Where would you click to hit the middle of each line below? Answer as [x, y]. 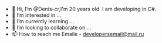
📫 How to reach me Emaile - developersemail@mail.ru [78, 34]
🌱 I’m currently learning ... [43, 21]
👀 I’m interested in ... [36, 15]
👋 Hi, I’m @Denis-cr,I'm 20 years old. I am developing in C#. [84, 9]
